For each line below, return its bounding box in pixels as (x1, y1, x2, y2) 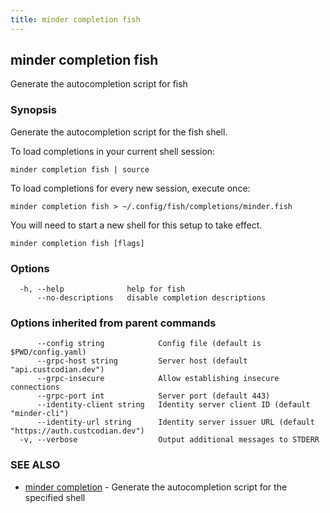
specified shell (24, 491, 86, 503)
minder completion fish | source (10, 164, 150, 175)
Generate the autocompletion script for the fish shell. (10, 126, 228, 138)
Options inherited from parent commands (10, 316, 217, 330)
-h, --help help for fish (19, 284, 186, 295)
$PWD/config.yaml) (10, 347, 87, 358)
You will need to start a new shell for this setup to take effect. (10, 219, 263, 231)
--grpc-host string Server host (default (36, 356, 248, 366)
